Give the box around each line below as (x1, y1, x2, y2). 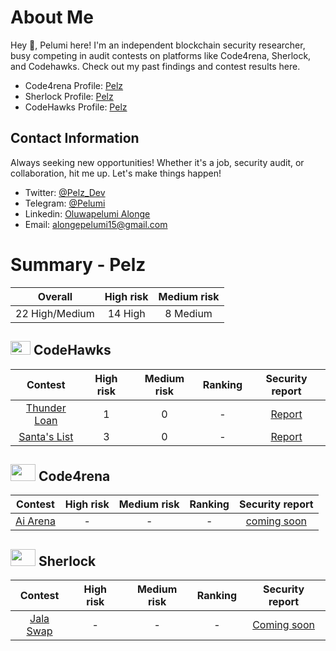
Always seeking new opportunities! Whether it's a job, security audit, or (10, 156, 305, 168)
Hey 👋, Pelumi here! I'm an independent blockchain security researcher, (10, 39, 306, 51)
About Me (10, 6, 94, 29)
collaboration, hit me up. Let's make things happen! (10, 167, 222, 179)
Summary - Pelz (10, 253, 147, 276)
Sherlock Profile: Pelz (24, 90, 114, 102)
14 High (107, 306, 146, 320)
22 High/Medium (15, 306, 95, 320)
